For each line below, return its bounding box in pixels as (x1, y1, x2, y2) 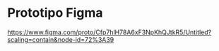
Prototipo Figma (7, 5, 104, 21)
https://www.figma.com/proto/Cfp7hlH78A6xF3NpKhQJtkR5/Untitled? (7, 28, 212, 36)
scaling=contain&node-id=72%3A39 (7, 35, 114, 43)
